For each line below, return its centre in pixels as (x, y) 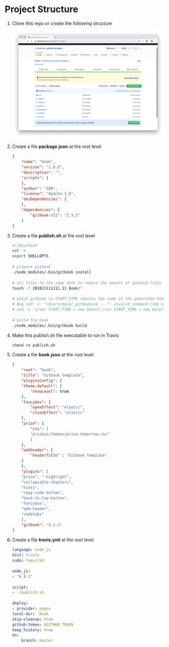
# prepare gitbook (31, 267)
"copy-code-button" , (43, 493)
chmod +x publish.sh (34, 345)
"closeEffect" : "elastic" (58, 413)
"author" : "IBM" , (40, 188)
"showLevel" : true (50, 391)
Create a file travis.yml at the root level (53, 540)
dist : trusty (26, 555)
